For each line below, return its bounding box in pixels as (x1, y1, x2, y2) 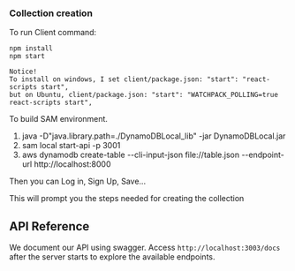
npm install (9, 44, 53, 53)
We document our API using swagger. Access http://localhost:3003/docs (9, 242, 281, 253)
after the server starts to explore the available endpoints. (9, 252, 216, 262)
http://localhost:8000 (34, 159, 112, 169)
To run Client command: (9, 27, 97, 38)
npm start (9, 52, 46, 61)
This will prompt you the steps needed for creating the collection (9, 193, 245, 204)
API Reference (9, 219, 90, 234)
